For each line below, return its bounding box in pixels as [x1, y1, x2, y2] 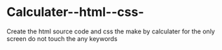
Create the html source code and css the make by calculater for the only [6, 27, 215, 35]
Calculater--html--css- [6, 4, 144, 20]
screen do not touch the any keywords [6, 34, 118, 42]
